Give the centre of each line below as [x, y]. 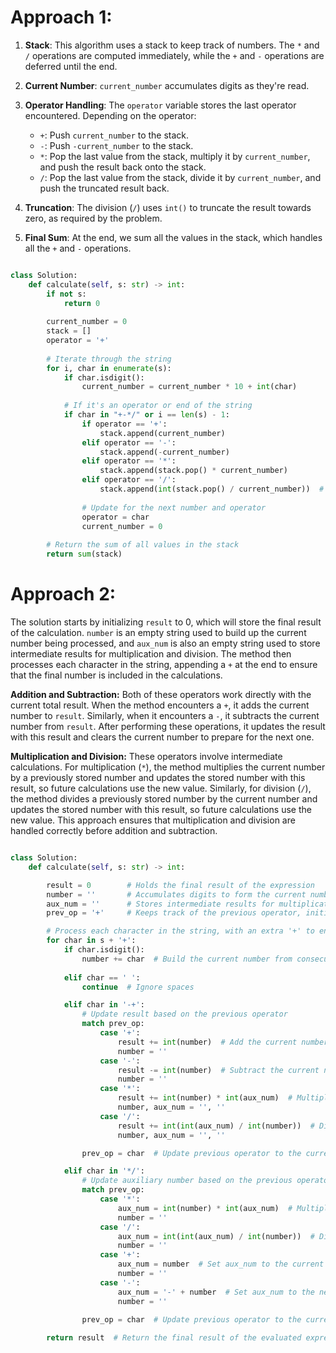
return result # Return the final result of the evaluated [174, 1338]
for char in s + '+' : [91, 941]
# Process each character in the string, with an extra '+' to [180, 931]
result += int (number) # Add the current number [223, 1042]
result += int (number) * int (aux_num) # [205, 1098]
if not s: [66, 294]
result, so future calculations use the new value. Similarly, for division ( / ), [161, 788]
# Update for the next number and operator [174, 507]
